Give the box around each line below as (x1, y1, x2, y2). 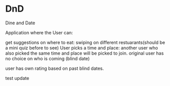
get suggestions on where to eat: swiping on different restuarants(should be (5, 39, 165, 46)
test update (5, 75, 30, 81)
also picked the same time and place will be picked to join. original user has (5, 50, 164, 56)
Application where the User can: (5, 29, 73, 35)
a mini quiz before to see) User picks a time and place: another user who (5, 45, 158, 51)
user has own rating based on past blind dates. (5, 65, 104, 71)
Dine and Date (5, 20, 36, 26)
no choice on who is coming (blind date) (5, 55, 90, 61)
